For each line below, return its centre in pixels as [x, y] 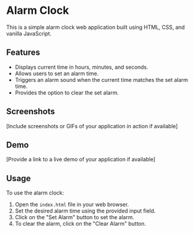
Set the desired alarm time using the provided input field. [85, 211]
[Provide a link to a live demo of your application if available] [81, 160]
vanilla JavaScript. [29, 33]
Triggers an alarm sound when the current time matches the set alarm [101, 79]
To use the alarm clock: [35, 193]
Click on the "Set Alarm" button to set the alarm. [74, 217]
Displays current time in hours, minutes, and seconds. [81, 67]
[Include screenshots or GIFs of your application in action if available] [92, 126]
